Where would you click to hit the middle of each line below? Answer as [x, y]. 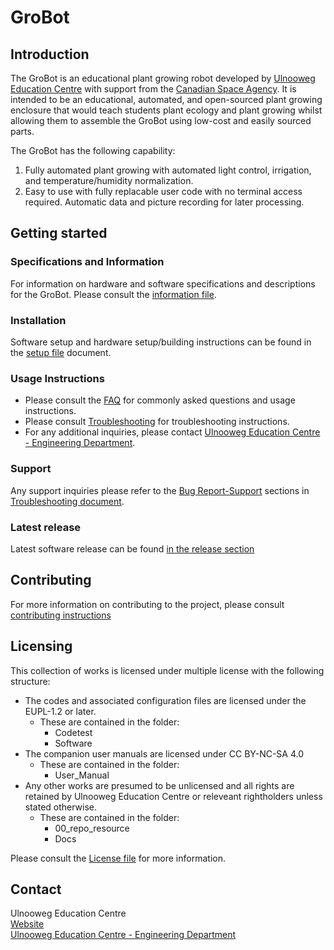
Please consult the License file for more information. [118, 858]
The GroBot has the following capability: [93, 150]
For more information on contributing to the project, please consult [147, 604]
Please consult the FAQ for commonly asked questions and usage [160, 400]
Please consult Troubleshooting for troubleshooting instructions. [157, 422]
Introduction [50, 54]
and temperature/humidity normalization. [109, 180]
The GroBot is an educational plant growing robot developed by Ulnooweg [163, 78]
